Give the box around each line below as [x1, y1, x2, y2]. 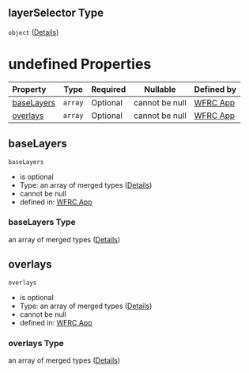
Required [90, 83, 126, 94]
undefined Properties [8, 55, 152, 73]
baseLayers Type [8, 217, 77, 228]
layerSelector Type [8, 6, 104, 20]
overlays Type [8, 337, 65, 348]
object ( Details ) [8, 27, 59, 36]
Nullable [144, 83, 176, 94]
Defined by [194, 83, 237, 94]
